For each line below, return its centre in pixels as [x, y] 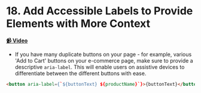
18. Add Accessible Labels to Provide [100, 11]
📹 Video [17, 41]
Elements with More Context [78, 24]
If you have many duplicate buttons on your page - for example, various [103, 54]
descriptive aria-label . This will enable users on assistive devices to [100, 67]
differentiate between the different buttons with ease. [80, 73]
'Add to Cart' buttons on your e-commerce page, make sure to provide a [104, 60]
